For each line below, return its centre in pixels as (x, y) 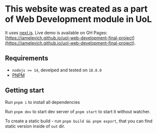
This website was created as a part (76, 9)
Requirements (27, 58)
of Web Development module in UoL (78, 19)
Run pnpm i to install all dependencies (43, 102)
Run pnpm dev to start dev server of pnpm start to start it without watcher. (78, 111)
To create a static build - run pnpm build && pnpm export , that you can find (79, 121)
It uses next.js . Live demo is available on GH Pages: (56, 33)
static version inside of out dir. (35, 126)
